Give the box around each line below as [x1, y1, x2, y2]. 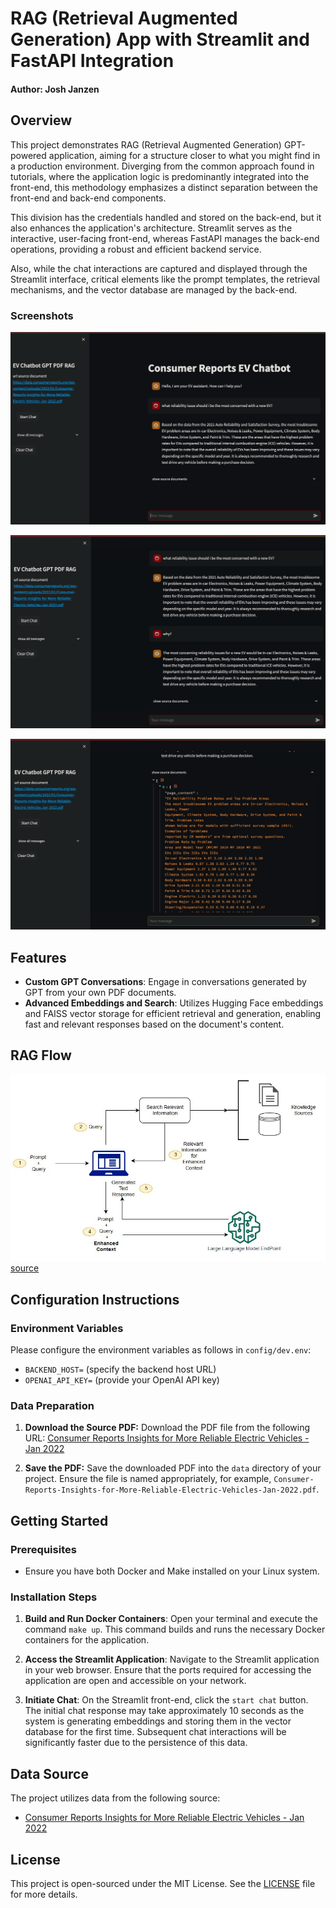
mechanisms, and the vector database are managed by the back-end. [10, 283, 298, 296]
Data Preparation [10, 1399, 95, 1413]
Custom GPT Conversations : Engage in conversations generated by [24, 976, 307, 988]
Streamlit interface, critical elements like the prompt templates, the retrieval [10, 273, 321, 285]
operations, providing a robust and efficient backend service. [10, 243, 262, 255]
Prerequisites [10, 1542, 77, 1556]
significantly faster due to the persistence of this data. [24, 1737, 248, 1749]
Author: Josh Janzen [10, 83, 100, 95]
